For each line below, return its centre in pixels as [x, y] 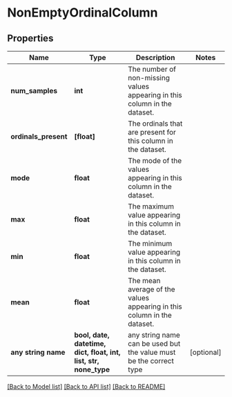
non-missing [149, 78]
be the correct [151, 361]
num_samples [34, 91]
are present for [152, 132]
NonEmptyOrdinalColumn [83, 13]
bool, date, [92, 335]
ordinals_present [39, 136]
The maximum [151, 206]
